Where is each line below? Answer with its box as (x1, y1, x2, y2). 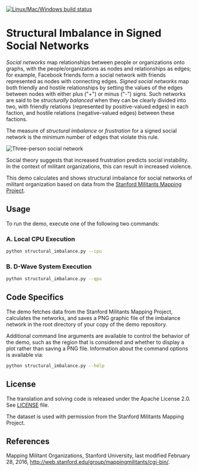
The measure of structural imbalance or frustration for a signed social (6, 127, 177, 134)
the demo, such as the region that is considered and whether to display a (6, 338, 185, 346)
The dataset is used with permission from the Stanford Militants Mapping (6, 413, 184, 420)
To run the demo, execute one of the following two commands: (6, 220, 159, 227)
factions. (6, 115, 28, 123)
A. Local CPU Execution (6, 235, 75, 243)
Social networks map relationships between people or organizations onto (6, 58, 185, 65)
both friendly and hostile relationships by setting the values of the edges (6, 84, 183, 91)
